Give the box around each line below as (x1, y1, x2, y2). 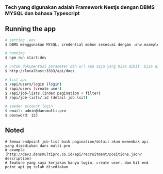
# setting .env (5, 38, 36, 43)
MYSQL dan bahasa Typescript (5, 10, 80, 16)
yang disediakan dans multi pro (5, 143, 70, 148)
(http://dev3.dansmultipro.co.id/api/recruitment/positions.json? (5, 152, 142, 157)
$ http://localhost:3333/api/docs (5, 69, 75, 73)
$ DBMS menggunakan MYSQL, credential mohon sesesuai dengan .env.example (5, 42, 160, 47)
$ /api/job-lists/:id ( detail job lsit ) (5, 95, 88, 100)
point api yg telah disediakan (5, 164, 68, 169)
